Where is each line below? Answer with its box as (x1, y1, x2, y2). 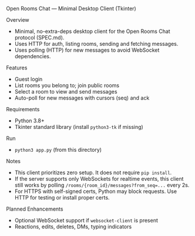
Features (6, 64, 28, 71)
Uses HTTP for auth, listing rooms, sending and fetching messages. (14, 41, 179, 47)
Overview (6, 16, 29, 23)
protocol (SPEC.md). (14, 34, 65, 41)
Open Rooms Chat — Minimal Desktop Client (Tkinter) (6, 5, 136, 12)
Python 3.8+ (14, 117, 45, 124)
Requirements (6, 106, 40, 112)
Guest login (14, 76, 43, 82)
